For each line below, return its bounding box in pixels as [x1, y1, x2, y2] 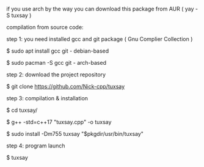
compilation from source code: [6, 24, 84, 31]
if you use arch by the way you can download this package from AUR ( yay [6, 6, 194, 12]
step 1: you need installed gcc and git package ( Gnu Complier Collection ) [6, 35, 193, 42]
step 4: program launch [6, 142, 65, 149]
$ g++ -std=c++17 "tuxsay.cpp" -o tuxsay [6, 119, 112, 125]
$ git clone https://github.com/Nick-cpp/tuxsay [6, 83, 125, 90]
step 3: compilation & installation [6, 95, 89, 102]
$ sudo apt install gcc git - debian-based [6, 47, 109, 54]
